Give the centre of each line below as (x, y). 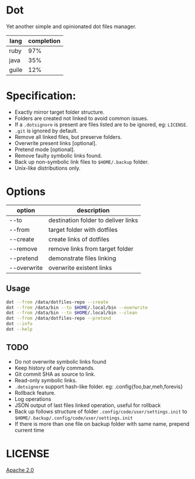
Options (26, 192)
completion (45, 40)
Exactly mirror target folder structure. (59, 112)
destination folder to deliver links (93, 220)
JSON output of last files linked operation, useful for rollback (88, 405)
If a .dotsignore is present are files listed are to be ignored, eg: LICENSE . (101, 124)
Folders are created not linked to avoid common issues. (81, 118)
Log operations (33, 399)
